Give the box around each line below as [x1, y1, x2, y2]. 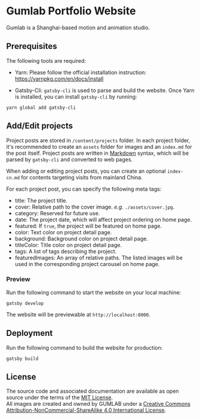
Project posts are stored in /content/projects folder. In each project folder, [6, 136, 190, 144]
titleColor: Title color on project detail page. [14, 241, 122, 249]
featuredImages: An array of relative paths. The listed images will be [14, 254, 183, 261]
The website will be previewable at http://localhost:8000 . [6, 311, 150, 318]
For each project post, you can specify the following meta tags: [6, 185, 162, 192]
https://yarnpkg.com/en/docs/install [14, 75, 104, 82]
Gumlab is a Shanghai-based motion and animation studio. [6, 24, 150, 31]
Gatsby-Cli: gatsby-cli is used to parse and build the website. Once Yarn [14, 87, 195, 94]
